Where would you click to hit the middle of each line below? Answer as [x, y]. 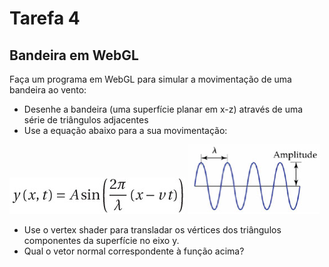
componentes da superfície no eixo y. [101, 240]
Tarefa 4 [45, 18]
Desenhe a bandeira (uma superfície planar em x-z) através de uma [163, 109]
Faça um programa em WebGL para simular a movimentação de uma [150, 79]
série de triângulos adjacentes [86, 120]
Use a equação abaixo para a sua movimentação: [125, 130]
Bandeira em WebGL [74, 55]
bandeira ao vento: [48, 90]
